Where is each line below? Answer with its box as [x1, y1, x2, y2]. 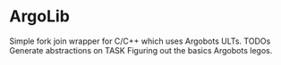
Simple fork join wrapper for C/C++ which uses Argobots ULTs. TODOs [9, 36, 271, 46]
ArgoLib [9, 6, 70, 27]
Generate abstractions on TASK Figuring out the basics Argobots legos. [9, 45, 273, 55]
